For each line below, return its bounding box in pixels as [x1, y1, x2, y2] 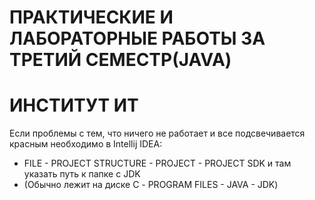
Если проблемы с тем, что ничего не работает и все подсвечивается [9, 127, 306, 140]
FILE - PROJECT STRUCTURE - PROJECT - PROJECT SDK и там [23, 157, 292, 170]
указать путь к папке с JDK [23, 168, 141, 180]
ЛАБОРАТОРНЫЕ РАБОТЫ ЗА [9, 27, 266, 50]
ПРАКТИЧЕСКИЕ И [9, 6, 174, 29]
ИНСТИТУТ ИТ [9, 94, 139, 117]
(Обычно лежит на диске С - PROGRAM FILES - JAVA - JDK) [23, 179, 279, 191]
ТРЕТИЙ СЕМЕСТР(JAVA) [9, 49, 232, 71]
